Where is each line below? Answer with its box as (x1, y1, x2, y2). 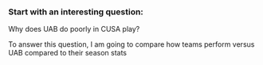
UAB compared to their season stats (8, 48, 128, 58)
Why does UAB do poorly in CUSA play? (8, 25, 140, 34)
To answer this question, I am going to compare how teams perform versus (8, 40, 255, 49)
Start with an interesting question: (8, 6, 143, 17)
